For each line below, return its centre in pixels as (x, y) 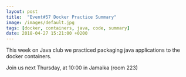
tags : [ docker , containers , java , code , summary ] (68, 28)
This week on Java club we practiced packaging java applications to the (93, 50)
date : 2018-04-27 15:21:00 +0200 (47, 34)
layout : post (22, 11)
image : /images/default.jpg (40, 22)
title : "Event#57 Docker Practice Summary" (61, 17)
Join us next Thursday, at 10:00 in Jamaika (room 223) (72, 68)
